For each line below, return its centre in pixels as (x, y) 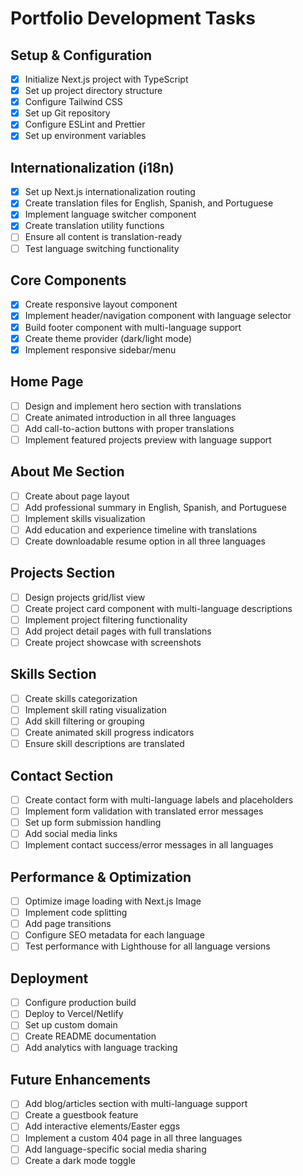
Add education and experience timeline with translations (141, 529)
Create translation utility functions (94, 226)
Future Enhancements (81, 1079)
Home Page (47, 382)
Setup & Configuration (81, 55)
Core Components (68, 280)
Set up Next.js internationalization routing (110, 192)
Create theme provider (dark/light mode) (108, 338)
